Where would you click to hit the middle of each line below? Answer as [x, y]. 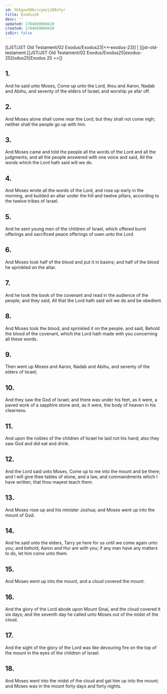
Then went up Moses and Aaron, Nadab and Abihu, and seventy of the [78, 367]
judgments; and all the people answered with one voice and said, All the [79, 157]
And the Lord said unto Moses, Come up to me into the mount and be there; [83, 471]
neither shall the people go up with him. [46, 124]
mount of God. [20, 515]
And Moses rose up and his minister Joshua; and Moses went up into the [80, 510]
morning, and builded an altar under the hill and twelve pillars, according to [82, 196]
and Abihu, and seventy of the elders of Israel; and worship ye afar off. [78, 91]
